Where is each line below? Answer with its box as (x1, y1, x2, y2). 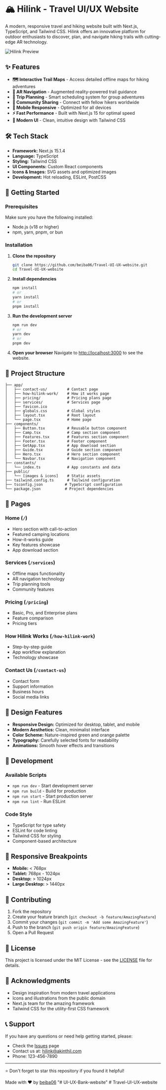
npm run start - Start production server (12, 793, 93, 799)
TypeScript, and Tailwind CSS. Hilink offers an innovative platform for (5, 28, 146, 34)
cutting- (144, 34, 161, 40)
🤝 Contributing (5, 896, 51, 904)
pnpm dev (12, 341, 31, 346)
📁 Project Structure (5, 369, 65, 378)
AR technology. (16, 39, 48, 45)
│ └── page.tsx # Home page (5, 417, 92, 422)
